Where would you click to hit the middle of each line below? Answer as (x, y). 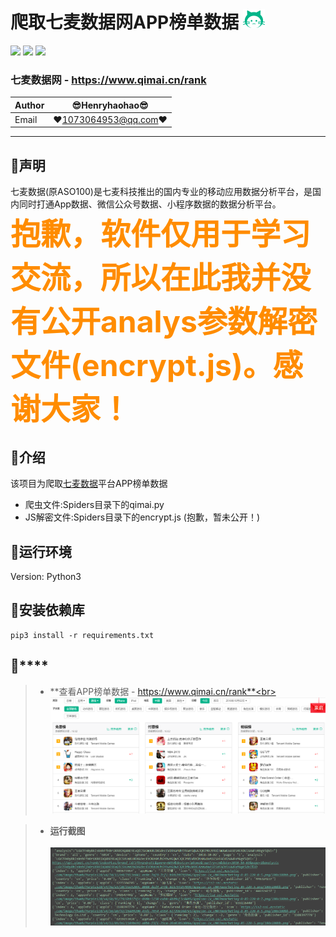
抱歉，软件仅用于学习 (161, 234)
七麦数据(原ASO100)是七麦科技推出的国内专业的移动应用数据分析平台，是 (161, 192)
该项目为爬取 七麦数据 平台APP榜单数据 (89, 484)
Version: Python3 (46, 576)
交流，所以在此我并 (146, 278)
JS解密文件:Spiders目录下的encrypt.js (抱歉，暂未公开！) (142, 517)
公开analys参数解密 (179, 322)
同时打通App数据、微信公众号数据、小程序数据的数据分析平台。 (150, 204)
